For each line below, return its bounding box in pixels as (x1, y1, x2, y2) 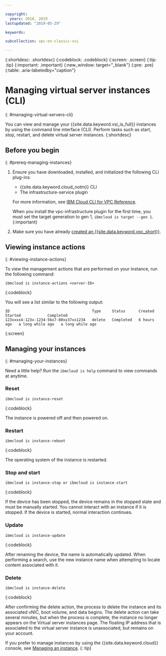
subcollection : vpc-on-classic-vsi (5, 39, 79, 44)
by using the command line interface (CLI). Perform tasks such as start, (5, 127, 152, 133)
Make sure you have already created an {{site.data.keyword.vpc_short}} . (12, 228, 162, 234)
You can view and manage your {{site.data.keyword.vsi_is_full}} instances (5, 121, 157, 127)
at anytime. (5, 373, 28, 379)
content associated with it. (5, 562, 60, 568)
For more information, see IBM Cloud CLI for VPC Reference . (12, 199, 137, 205)
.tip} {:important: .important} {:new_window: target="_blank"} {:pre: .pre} (5, 62, 154, 68)
